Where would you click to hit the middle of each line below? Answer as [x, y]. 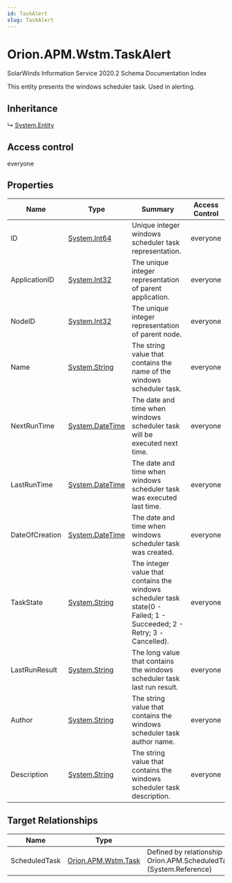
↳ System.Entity [31, 125]
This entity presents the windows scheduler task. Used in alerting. [101, 87]
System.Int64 [90, 238]
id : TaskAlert [28, 13]
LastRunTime [32, 484]
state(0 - [147, 606]
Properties [30, 185]
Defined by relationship [185, 852]
